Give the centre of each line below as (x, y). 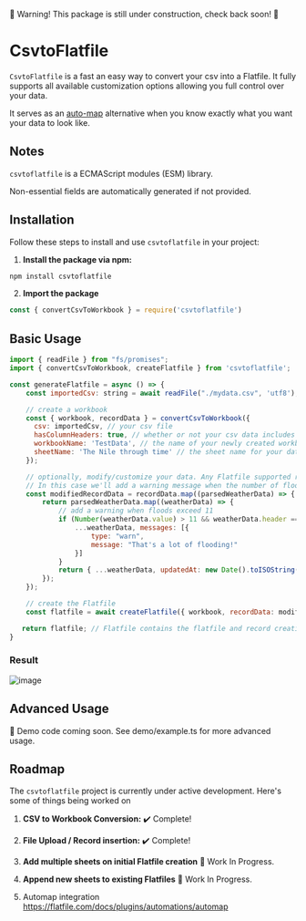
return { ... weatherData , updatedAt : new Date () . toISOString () (180, 570)
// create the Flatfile (71, 604)
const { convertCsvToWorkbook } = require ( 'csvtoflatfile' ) (126, 310)
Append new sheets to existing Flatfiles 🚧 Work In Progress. (137, 879)
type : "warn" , (117, 536)
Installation (42, 220)
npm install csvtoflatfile (61, 276)
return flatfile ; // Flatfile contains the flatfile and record (146, 628)
